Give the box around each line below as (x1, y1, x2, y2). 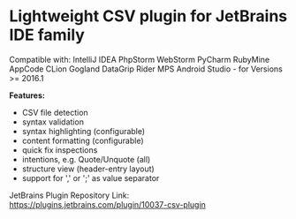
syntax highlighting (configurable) (21, 125, 146, 136)
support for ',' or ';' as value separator (21, 172, 160, 183)
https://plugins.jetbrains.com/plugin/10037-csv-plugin (9, 199, 206, 209)
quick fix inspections (21, 144, 98, 155)
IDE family (9, 25, 86, 45)
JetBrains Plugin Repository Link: (9, 190, 130, 200)
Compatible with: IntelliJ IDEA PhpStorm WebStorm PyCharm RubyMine (9, 54, 270, 64)
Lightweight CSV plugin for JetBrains (9, 6, 288, 26)
